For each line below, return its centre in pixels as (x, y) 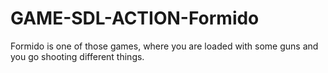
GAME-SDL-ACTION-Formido (135, 18)
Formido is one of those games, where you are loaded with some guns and (164, 46)
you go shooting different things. (77, 56)
